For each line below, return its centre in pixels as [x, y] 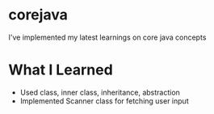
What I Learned [61, 70]
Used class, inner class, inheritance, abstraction [100, 92]
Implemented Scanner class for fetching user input [104, 101]
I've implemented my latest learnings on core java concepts [107, 37]
